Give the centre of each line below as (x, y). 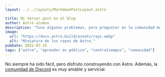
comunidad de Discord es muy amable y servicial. (55, 69)
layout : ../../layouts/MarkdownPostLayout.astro (56, 10)
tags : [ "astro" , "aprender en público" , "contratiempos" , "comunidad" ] (80, 50)
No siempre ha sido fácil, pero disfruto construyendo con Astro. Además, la (81, 64)
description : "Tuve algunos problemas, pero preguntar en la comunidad (80, 27)
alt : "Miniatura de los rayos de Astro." (53, 41)
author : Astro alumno (27, 23)
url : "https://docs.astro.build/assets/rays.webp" (62, 37)
